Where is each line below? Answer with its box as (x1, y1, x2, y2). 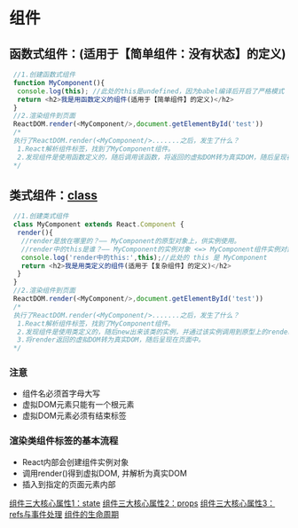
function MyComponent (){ (12, 78, 105, 87)
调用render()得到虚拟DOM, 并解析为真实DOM (21, 468, 188, 478)
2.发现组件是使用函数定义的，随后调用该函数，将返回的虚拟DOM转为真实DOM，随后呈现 (17, 153, 286, 162)
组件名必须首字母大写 (21, 388, 100, 399)
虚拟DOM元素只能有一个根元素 (21, 399, 135, 410)
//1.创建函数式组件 (12, 70, 76, 79)
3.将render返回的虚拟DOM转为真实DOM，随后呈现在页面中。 (17, 335, 206, 344)
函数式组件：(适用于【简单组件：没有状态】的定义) (9, 46, 286, 61)
